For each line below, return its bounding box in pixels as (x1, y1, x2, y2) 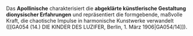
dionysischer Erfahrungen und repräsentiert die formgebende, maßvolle (6, 11, 183, 18)
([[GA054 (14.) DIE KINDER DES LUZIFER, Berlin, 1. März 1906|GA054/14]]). (6, 23, 188, 30)
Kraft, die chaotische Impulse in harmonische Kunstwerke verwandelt (6, 17, 174, 24)
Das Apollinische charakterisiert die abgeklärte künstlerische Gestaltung (6, 5, 187, 12)
